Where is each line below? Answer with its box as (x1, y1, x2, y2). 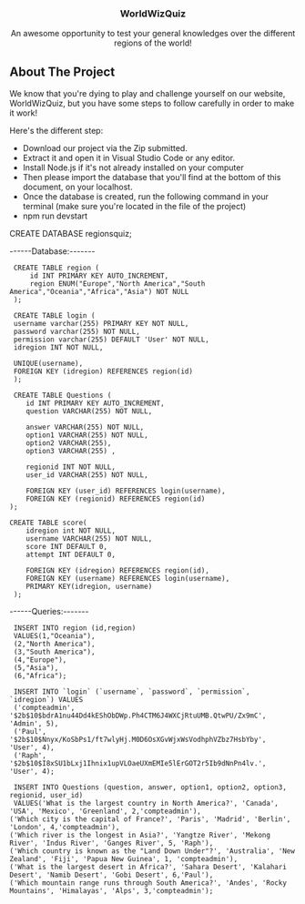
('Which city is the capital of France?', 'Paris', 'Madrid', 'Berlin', (9, 815, 291, 824)
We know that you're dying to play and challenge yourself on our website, (9, 88, 286, 99)
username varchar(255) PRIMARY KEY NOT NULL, (13, 320, 189, 329)
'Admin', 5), (9, 719, 59, 728)
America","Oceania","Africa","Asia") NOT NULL (9, 288, 189, 297)
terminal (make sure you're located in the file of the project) (22, 201, 247, 212)
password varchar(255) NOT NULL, (13, 327, 141, 337)
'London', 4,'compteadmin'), (9, 823, 120, 832)
